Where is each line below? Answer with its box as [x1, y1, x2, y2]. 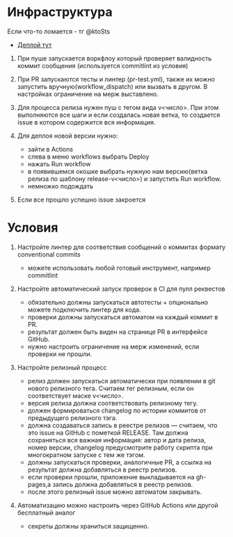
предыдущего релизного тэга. [27, 413, 118, 422]
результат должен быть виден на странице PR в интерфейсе [27, 328, 208, 336]
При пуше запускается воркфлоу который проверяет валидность [17, 54, 212, 63]
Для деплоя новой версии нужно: [17, 131, 118, 140]
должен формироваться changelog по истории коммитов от [27, 406, 207, 415]
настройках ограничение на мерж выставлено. [17, 90, 159, 98]
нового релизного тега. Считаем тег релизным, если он [27, 384, 194, 392]
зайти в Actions [27, 145, 74, 153]
